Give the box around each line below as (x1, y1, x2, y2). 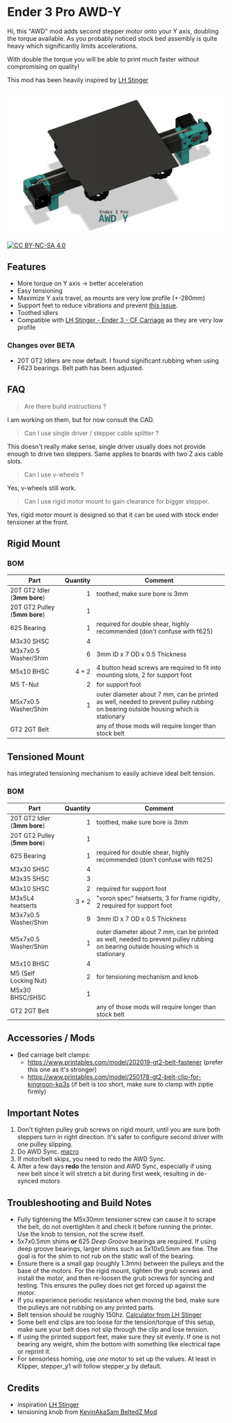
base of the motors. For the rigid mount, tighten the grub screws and (17, 1267, 213, 1275)
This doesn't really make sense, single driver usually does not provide (7, 442, 206, 450)
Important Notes (7, 1107, 79, 1119)
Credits (7, 1382, 40, 1394)
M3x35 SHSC (10, 875, 50, 883)
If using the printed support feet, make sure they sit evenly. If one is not (17, 1333, 221, 1341)
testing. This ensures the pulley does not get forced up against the (17, 1281, 207, 1290)
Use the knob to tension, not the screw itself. (17, 1230, 145, 1239)
